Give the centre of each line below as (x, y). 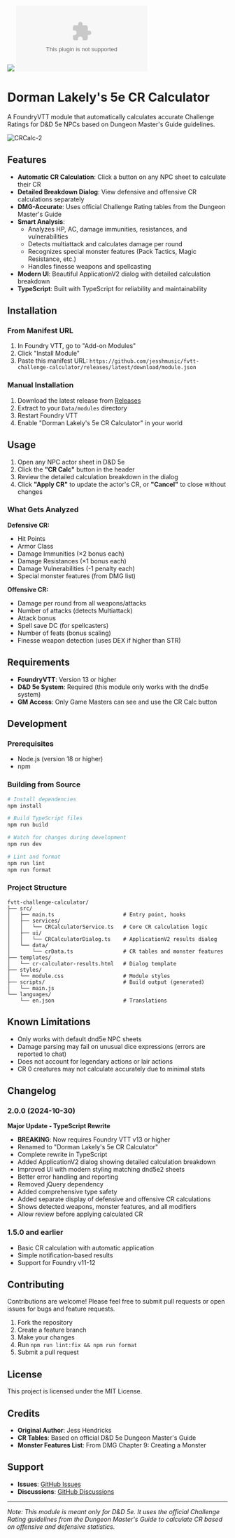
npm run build (28, 825)
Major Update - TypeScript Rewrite (59, 1126)
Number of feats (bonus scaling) (64, 633)
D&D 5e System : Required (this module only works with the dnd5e (113, 687)
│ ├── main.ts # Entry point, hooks (97, 914)
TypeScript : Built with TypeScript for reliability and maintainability (112, 288)
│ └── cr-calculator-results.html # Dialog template (92, 963)
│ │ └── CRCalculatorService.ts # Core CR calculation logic (108, 927)
